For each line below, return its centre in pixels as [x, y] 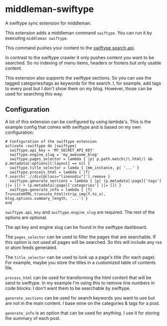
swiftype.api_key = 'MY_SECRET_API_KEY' [52, 150]
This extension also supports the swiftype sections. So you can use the [78, 78]
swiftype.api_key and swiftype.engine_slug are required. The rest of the [80, 212]
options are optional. [26, 217]
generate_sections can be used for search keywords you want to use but [80, 298]
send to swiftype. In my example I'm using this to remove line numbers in [80, 283]
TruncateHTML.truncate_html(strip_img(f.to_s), [56, 194]
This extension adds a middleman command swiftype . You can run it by [79, 33]
